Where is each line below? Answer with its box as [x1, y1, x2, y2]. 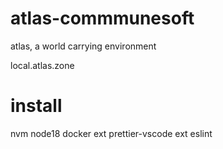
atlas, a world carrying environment [10, 40, 157, 52]
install [10, 95, 63, 117]
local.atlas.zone [10, 59, 75, 71]
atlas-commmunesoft [10, 7, 195, 30]
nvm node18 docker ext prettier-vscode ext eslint [10, 127, 213, 139]
